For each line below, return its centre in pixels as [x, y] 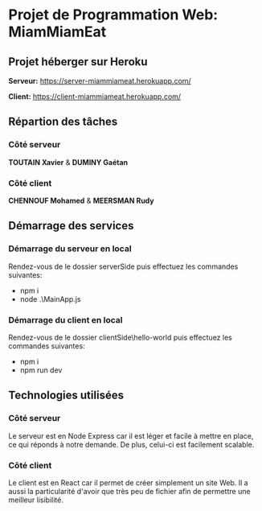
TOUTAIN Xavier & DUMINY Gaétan [68, 162]
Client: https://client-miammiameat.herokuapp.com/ [95, 97]
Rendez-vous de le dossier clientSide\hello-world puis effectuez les [121, 337]
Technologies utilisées [66, 396]
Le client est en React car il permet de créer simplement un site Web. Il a [128, 482]
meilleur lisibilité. [36, 500]
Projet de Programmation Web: [113, 15]
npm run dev [41, 370]
